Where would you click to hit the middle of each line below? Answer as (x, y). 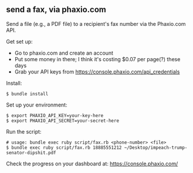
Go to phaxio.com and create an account (64, 53)
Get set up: (20, 41)
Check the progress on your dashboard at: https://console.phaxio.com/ (92, 164)
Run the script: (24, 131)
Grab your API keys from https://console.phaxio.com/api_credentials (97, 71)
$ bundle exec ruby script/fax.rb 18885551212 (64, 147)
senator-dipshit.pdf (31, 152)
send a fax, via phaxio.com (56, 10)
